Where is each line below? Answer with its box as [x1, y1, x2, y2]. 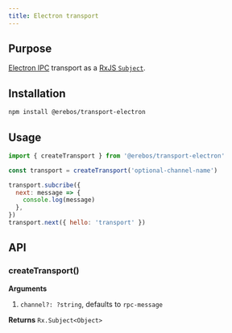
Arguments [8, 284, 48, 293]
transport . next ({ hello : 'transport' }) [8, 219, 147, 227]
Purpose [8, 42, 52, 56]
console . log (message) [23, 196, 95, 204]
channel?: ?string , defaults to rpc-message [19, 299, 164, 309]
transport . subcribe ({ [8, 181, 81, 189]
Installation [8, 86, 66, 100]
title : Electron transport [8, 11, 99, 20]
